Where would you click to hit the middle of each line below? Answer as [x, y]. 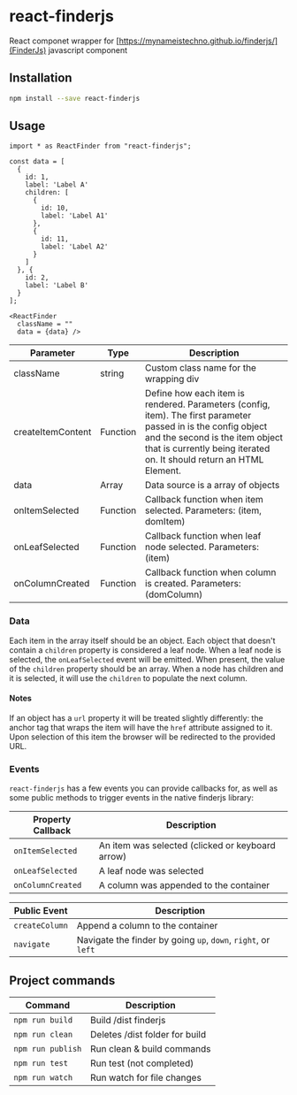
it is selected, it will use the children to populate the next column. [128, 678]
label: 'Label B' [57, 286]
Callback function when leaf [203, 536]
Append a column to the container [147, 926]
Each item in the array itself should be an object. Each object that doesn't [142, 640]
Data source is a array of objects [212, 486]
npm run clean [43, 1035]
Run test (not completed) [142, 1063]
